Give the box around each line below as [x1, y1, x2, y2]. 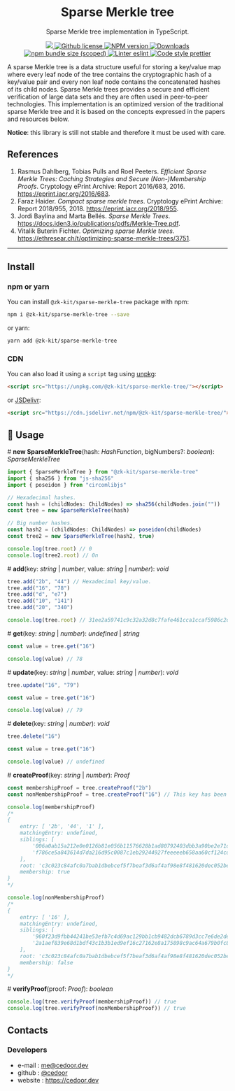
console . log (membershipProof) [7, 804, 96, 811]
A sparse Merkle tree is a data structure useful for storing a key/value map [7, 62, 222, 71]
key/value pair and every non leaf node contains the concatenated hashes [7, 78, 221, 86]
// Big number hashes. [7, 520, 73, 527]
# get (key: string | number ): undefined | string [7, 629, 140, 637]
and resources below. [7, 115, 70, 123]
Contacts [7, 1024, 49, 1036]
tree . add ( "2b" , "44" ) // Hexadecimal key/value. [7, 578, 152, 585]
